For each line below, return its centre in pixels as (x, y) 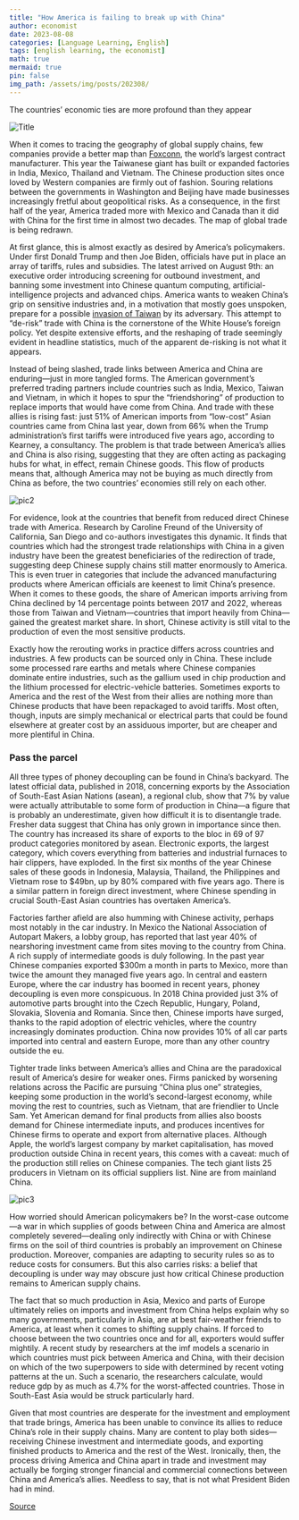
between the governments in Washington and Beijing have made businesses (149, 191)
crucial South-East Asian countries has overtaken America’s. (120, 900)
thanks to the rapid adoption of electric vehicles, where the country (133, 1022)
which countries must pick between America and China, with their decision (147, 1357)
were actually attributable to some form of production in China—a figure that (150, 805)
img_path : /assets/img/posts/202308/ (79, 84)
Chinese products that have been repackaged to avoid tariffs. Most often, (144, 705)
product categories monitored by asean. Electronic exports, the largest (139, 843)
